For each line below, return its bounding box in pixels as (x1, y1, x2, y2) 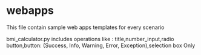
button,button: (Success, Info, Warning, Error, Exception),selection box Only (6, 42, 196, 49)
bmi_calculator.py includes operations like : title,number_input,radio (6, 35, 174, 42)
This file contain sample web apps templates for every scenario (6, 24, 165, 31)
